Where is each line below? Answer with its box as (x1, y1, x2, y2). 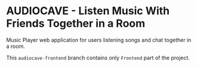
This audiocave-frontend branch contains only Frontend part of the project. (6, 54, 190, 61)
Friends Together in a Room (6, 17, 146, 30)
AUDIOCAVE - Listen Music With (6, 4, 170, 18)
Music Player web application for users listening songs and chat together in (6, 36, 192, 43)
